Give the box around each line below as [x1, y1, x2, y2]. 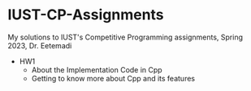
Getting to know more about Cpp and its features [31, 73, 196, 83]
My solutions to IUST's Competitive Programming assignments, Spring [7, 32, 244, 42]
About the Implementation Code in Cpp [31, 64, 163, 74]
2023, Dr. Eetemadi [7, 40, 72, 50]
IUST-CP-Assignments [7, 6, 164, 24]
